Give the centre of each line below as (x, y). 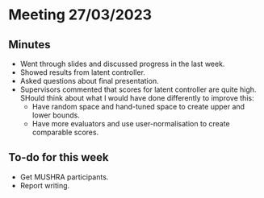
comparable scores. (65, 132)
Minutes (29, 45)
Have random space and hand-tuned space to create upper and (138, 107)
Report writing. (45, 185)
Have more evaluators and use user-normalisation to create (131, 124)
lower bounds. (56, 115)
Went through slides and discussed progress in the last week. (122, 64)
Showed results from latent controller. (82, 72)
